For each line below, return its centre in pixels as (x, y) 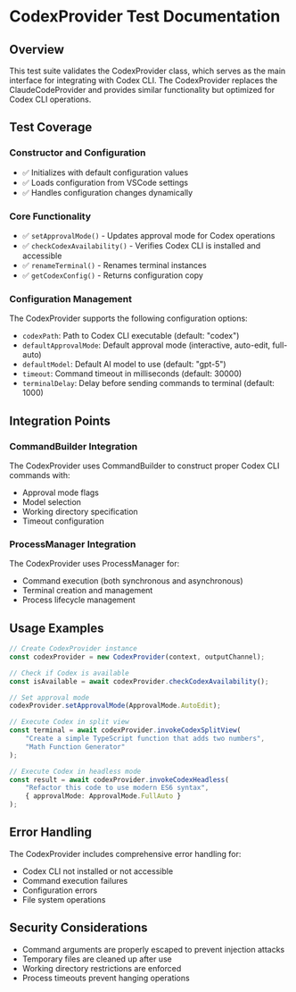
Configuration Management (70, 298)
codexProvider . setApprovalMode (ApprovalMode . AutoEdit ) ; (115, 706)
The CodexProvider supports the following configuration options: (128, 318)
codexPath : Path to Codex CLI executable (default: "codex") (131, 336)
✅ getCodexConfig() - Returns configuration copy (112, 275)
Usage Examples (57, 628)
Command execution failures (75, 880)
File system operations (64, 899)
